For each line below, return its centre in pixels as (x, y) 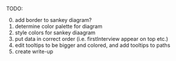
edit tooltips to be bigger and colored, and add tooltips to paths (92, 45)
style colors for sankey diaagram (55, 33)
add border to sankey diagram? (53, 20)
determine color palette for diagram (58, 26)
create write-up (34, 52)
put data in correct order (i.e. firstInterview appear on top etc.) (91, 39)
